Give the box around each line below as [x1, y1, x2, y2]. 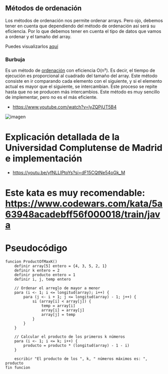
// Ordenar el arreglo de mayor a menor [14, 286, 100, 291]
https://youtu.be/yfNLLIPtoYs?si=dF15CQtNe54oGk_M [12, 170, 125, 176]
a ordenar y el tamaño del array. [5, 33, 72, 39]
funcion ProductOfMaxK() [5, 259, 58, 264]
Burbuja [5, 56, 25, 63]
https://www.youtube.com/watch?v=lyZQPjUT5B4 [12, 104, 117, 110]
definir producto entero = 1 [14, 273, 76, 278]
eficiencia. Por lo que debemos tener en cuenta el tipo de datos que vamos [5, 28, 161, 34]
